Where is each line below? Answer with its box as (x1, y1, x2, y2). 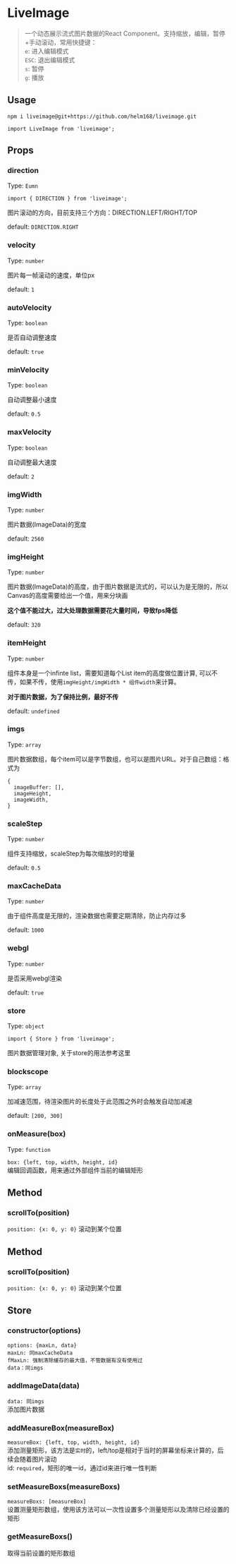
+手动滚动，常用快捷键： (24, 37, 97, 47)
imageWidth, (13, 796, 49, 803)
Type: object (7, 1022, 44, 1030)
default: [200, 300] (7, 1112, 63, 1120)
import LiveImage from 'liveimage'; (7, 125, 115, 132)
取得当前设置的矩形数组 (7, 1548, 75, 1557)
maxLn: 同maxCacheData (7, 1349, 73, 1357)
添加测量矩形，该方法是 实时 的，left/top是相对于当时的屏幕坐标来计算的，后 (7, 1446, 224, 1455)
